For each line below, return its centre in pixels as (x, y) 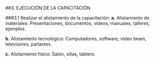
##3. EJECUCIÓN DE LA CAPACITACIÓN (48, 8)
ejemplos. (16, 29)
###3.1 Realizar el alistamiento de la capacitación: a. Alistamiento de (77, 18)
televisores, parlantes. (29, 44)
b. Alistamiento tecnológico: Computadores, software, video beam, (76, 39)
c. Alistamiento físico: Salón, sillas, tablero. (50, 54)
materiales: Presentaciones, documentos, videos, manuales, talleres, (77, 23)
